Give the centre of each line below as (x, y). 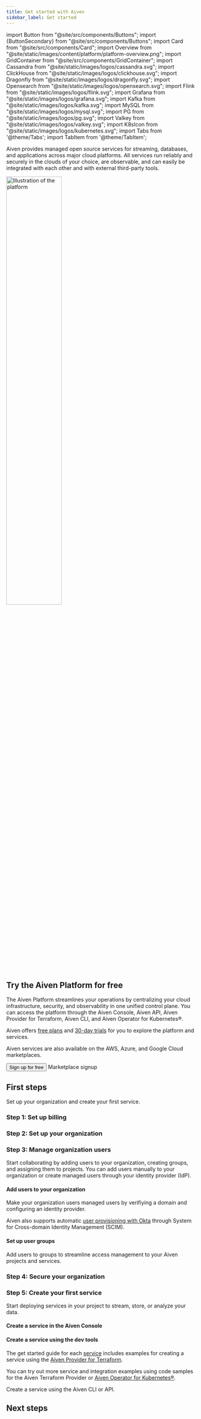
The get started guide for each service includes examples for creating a (95, 1353)
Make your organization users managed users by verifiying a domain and (97, 1203)
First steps (26, 1087)
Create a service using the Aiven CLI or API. (60, 1389)
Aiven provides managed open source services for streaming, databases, (97, 149)
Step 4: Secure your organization (56, 1276)
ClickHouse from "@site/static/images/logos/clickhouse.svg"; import (92, 73)
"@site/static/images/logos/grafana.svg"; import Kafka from (81, 99)
